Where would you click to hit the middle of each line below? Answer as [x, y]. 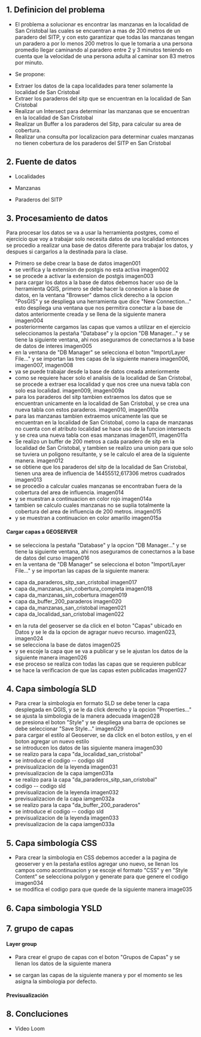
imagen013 [28, 480]
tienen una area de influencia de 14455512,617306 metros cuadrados [100, 473]
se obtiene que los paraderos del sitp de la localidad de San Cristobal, [101, 467]
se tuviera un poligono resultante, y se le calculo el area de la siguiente [102, 454]
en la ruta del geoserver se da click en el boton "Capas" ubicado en [98, 625]
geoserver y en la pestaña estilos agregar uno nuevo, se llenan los [97, 864]
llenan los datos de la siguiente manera [63, 963]
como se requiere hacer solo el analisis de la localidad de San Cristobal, [103, 378]
